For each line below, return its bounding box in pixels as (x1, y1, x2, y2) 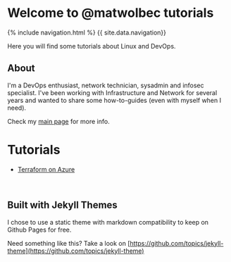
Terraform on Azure (17, 165, 75, 173)
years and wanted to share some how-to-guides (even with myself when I (7, 96, 222, 104)
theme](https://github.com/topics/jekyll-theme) (7, 247, 144, 255)
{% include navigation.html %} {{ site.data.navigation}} (7, 28, 167, 37)
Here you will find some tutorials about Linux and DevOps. (7, 42, 176, 50)
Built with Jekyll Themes (7, 199, 118, 211)
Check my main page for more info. (7, 117, 111, 125)
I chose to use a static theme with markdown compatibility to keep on (7, 218, 209, 226)
